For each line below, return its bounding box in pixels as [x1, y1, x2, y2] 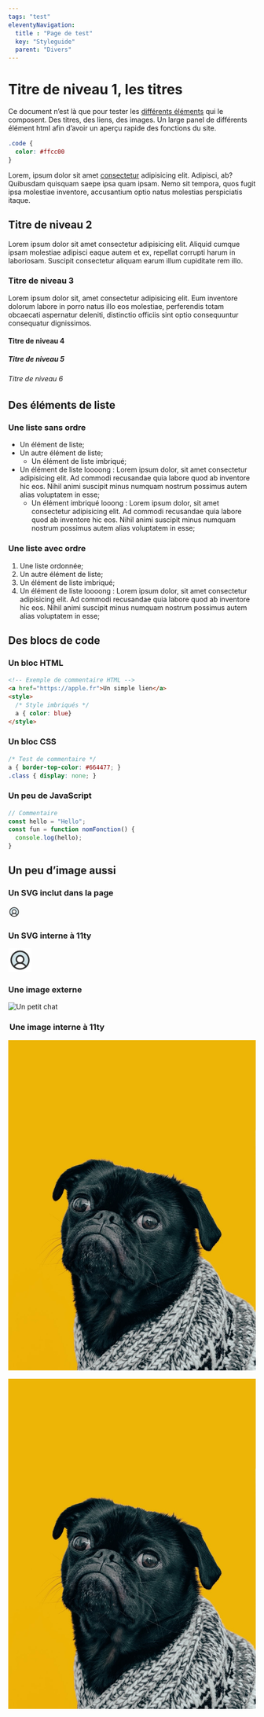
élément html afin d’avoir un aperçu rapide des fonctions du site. [8, 123, 217, 133]
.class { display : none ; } [8, 771, 97, 780]
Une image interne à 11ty [9, 1022, 104, 1033]
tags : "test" [8, 13, 51, 20]
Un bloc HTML [8, 657, 64, 668]
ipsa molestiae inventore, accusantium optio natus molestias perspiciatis [8, 187, 243, 197]
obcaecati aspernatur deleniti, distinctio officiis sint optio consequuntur [8, 310, 239, 319]
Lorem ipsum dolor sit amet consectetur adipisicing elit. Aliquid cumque [8, 239, 240, 248]
